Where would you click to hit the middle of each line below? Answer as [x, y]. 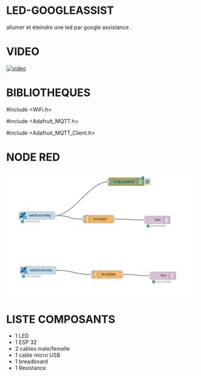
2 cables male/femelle [42, 349]
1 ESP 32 [26, 342]
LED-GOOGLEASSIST [60, 11]
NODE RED [33, 157]
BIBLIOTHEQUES [48, 93]
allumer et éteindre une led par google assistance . [69, 27]
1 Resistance [30, 368]
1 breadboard [31, 362]
